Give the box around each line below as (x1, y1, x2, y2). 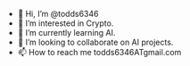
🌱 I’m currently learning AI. (17, 28, 116, 37)
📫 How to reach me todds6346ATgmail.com (17, 47, 182, 57)
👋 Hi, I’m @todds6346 (17, 9, 99, 19)
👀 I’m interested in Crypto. (17, 18, 114, 29)
